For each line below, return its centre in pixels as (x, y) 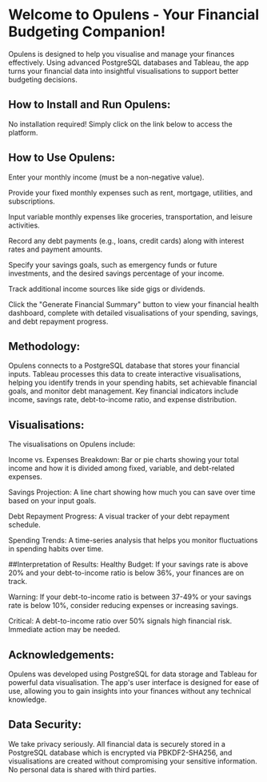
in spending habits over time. (56, 549)
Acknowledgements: (61, 655)
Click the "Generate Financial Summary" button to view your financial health (133, 304)
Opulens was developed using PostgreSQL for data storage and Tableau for (133, 674)
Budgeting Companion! (87, 32)
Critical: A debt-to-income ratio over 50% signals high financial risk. (120, 621)
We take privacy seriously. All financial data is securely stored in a (117, 744)
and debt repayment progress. (58, 321)
